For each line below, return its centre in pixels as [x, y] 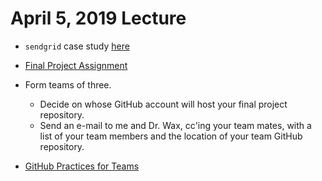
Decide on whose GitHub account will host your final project [163, 104]
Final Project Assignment [76, 65]
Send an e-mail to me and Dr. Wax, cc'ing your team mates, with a [175, 125]
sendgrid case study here [77, 46]
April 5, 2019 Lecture [98, 18]
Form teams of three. [68, 84]
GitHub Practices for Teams [82, 166]
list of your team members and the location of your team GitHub [171, 136]
